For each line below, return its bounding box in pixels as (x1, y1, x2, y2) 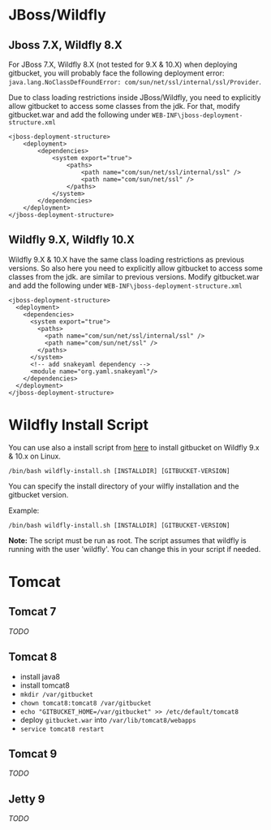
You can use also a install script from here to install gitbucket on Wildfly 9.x (8, 442, 260, 452)
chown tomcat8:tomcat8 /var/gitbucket (19, 699, 152, 707)
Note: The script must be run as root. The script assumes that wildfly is (8, 535, 247, 545)
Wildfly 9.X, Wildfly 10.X (8, 233, 135, 247)
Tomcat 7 (8, 605, 57, 619)
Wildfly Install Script (8, 416, 148, 434)
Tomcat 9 (8, 746, 58, 761)
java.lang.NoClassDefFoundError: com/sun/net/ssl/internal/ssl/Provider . (8, 77, 262, 86)
